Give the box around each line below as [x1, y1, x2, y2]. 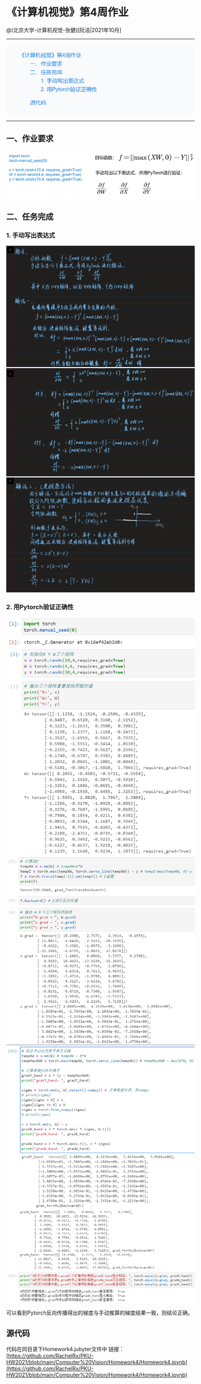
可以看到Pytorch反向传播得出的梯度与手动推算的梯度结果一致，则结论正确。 [6, 1309, 193, 1316]
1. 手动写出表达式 [6, 231, 56, 240]
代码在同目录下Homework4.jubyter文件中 [6, 1345, 108, 1352]
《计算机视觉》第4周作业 [6, 5, 129, 19]
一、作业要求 [6, 133, 54, 144]
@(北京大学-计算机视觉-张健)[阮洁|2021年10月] [6, 26, 121, 34]
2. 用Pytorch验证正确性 [6, 603, 74, 611]
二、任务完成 [6, 212, 54, 222]
